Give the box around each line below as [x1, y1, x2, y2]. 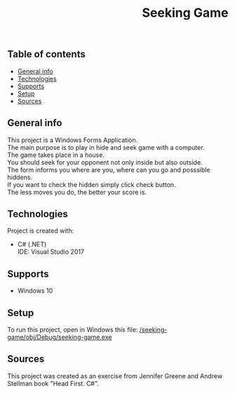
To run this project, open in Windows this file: [7, 326, 138, 333]
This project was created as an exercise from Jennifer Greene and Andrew [7, 371, 223, 380]
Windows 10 [17, 287, 53, 295]
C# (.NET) [17, 240, 47, 249]
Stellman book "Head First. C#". [7, 379, 100, 387]
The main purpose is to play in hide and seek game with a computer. [7, 143, 205, 151]
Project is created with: [7, 226, 74, 235]
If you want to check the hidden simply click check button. [7, 180, 177, 188]
